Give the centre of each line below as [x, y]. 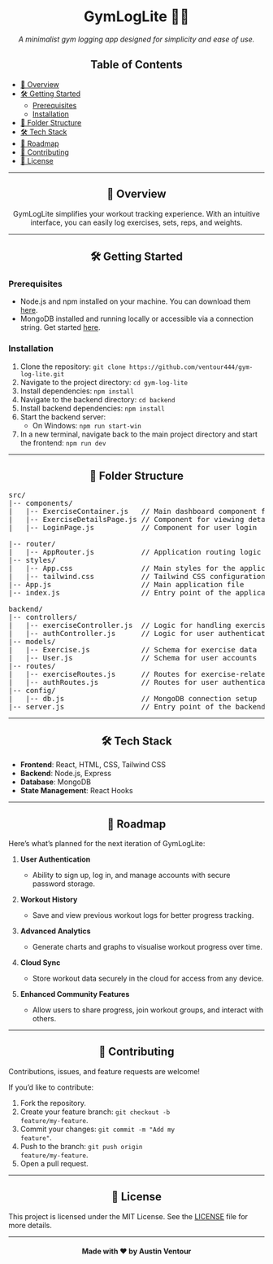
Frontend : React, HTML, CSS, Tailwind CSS [93, 765]
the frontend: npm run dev [63, 442]
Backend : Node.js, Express [66, 774]
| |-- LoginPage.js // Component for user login [133, 528]
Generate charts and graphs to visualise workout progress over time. [147, 946]
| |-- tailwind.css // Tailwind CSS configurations [139, 577]
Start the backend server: [63, 417]
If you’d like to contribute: [51, 1087]
